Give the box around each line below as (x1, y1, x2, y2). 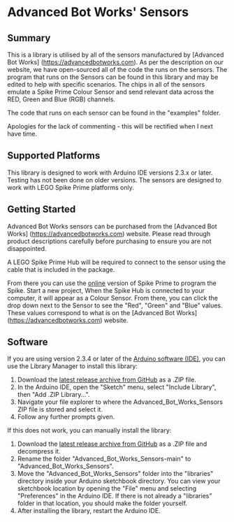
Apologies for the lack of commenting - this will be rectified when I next (7, 122, 213, 130)
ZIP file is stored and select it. (17, 405, 103, 414)
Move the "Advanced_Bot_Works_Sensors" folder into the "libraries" (17, 470, 214, 478)
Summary (7, 32, 51, 44)
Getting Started (7, 203, 76, 215)
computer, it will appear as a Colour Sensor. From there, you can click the (7, 293, 219, 302)
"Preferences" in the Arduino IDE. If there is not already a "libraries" (17, 492, 212, 500)
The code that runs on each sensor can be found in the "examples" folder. (7, 109, 221, 117)
